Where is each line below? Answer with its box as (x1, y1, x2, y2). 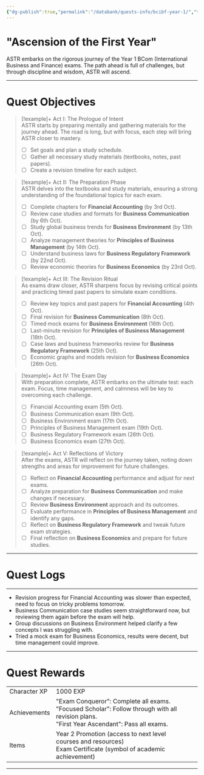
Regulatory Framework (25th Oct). (30, 347, 118, 354)
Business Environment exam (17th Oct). (30, 417, 129, 424)
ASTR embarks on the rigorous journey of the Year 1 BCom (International (6, 55, 188, 63)
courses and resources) (55, 737, 124, 746)
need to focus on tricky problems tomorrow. (15, 600, 126, 607)
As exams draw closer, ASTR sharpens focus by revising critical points (21, 282, 198, 289)
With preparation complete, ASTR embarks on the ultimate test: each (21, 379, 194, 386)
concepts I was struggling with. (15, 626, 94, 634)
